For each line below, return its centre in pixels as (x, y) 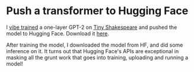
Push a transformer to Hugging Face (97, 11)
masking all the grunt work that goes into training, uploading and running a (97, 57)
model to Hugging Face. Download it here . (58, 33)
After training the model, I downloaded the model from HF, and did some (95, 45)
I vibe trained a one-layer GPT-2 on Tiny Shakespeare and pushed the (92, 27)
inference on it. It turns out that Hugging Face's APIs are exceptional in (93, 51)
